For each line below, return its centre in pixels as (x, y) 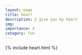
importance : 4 (20, 29)
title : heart (19, 15)
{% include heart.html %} (31, 48)
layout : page (19, 10)
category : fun (20, 33)
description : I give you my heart (42, 19)
